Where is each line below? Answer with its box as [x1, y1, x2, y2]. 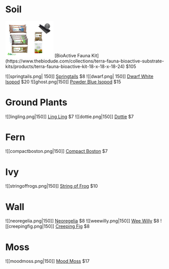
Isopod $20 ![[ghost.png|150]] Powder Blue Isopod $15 [5, 78, 121, 85]
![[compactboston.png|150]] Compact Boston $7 [5, 148, 108, 154]
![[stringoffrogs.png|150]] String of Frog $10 [5, 183, 98, 189]
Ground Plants [5, 96, 68, 108]
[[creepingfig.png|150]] [5, 223, 55, 230]
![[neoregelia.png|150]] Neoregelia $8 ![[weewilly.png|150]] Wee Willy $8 [5, 218, 160, 224]
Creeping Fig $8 [55, 223, 90, 230]
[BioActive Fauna [54, 52, 91, 58]
